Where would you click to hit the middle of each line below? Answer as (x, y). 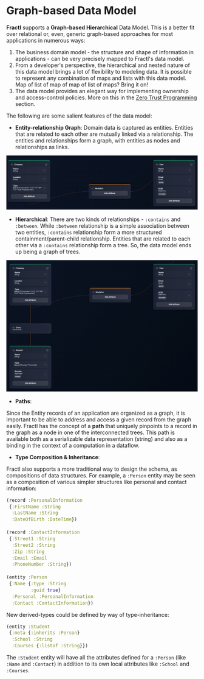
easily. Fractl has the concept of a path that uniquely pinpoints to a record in (102, 426)
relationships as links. (42, 147)
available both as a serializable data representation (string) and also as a (97, 438)
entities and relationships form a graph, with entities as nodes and (97, 140)
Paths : (23, 401)
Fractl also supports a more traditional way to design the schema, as (92, 469)
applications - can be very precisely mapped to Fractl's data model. (100, 58)
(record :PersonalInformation (45, 500)
